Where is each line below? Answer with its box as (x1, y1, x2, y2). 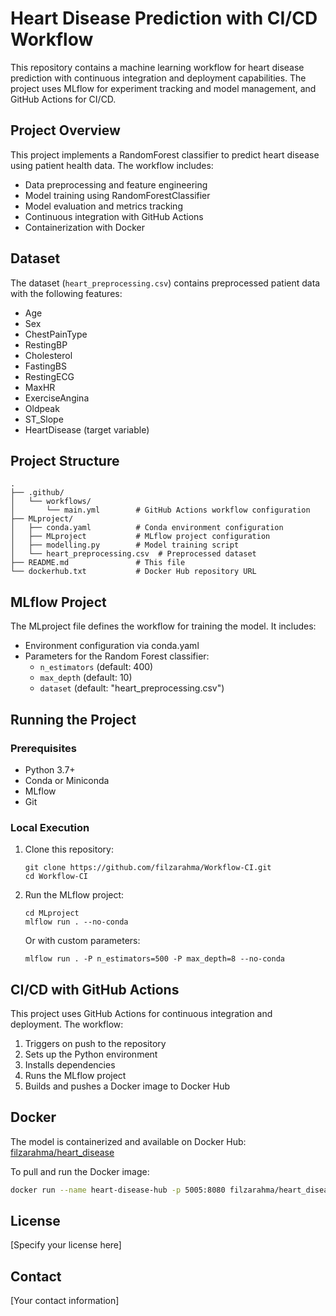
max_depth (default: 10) (39, 672, 133, 684)
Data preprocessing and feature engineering (24, 178, 208, 191)
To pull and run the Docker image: (10, 1165, 150, 1177)
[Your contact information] (10, 1295, 120, 1307)
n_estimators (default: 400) (39, 661, 154, 673)
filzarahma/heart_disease (10, 1146, 115, 1158)
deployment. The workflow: (10, 1018, 124, 1030)
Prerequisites (10, 741, 77, 755)
